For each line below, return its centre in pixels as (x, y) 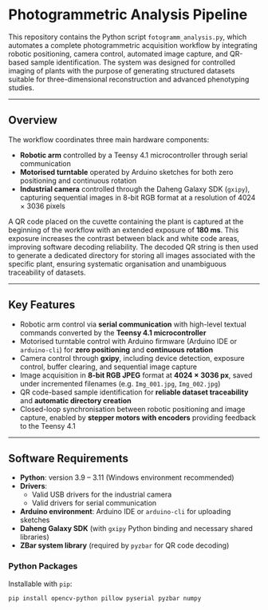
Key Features (42, 305)
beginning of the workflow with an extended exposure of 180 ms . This (124, 230)
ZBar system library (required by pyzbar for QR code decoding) (124, 545)
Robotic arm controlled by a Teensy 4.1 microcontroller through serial (134, 155)
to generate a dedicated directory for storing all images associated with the (132, 255)
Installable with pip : (40, 584)
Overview (33, 120)
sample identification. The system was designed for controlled (133, 62)
